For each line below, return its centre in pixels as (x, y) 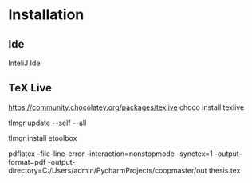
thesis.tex (224, 170)
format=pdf (27, 162)
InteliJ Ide (24, 63)
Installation (46, 15)
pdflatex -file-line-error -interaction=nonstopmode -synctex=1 (110, 154)
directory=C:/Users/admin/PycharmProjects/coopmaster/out (108, 170)
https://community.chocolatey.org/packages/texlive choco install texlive (126, 107)
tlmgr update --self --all (47, 123)
